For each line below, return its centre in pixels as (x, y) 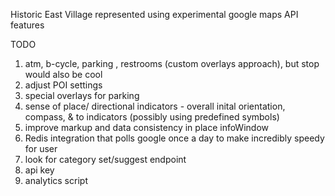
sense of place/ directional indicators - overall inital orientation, (155, 106)
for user (41, 148)
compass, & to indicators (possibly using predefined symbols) (152, 117)
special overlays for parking (82, 95)
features (27, 25)
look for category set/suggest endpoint (105, 159)
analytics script (56, 180)
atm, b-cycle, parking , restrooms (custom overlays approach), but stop (172, 63)
